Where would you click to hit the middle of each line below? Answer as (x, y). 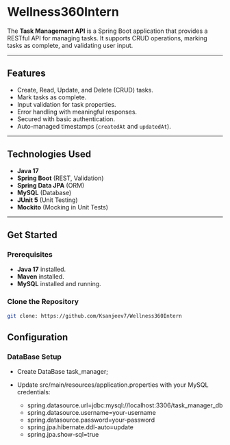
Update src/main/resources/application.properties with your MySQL (113, 385)
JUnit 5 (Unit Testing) (47, 200)
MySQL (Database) (44, 192)
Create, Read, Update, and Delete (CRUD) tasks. (85, 90)
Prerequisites (30, 254)
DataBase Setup (34, 357)
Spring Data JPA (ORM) (51, 185)
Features (26, 74)
